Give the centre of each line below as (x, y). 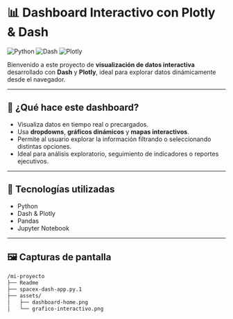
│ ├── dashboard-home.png (48, 302)
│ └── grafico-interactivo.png (55, 309)
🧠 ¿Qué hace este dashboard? (73, 108)
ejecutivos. (33, 161)
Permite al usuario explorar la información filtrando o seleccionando (114, 139)
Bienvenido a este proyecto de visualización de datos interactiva (101, 64)
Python (27, 206)
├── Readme (23, 283)
